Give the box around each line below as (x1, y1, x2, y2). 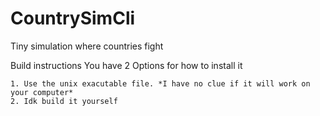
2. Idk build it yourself (10, 96, 118, 106)
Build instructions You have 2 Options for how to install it (10, 59, 243, 71)
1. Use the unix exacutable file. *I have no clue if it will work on (10, 78, 311, 89)
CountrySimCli (10, 7, 136, 30)
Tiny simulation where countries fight (10, 40, 164, 52)
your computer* (10, 87, 74, 97)
